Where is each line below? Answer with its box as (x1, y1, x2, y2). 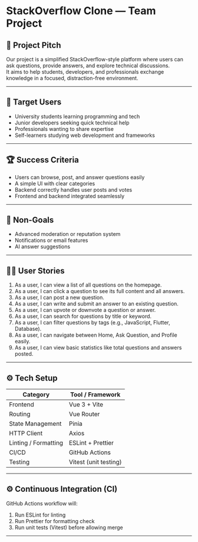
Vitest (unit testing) (68, 458, 122, 467)
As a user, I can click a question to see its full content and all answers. (14, 288, 185, 295)
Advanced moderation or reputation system (14, 231, 121, 238)
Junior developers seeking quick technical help (14, 119, 130, 126)
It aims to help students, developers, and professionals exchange (6, 68, 164, 75)
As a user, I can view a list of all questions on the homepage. (14, 281, 162, 288)
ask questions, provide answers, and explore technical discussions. (6, 62, 170, 69)
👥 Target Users (6, 97, 62, 107)
